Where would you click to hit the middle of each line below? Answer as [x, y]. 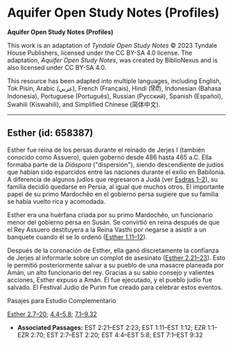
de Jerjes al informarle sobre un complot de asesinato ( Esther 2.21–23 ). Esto [116, 257]
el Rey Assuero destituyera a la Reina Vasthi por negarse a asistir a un [107, 230]
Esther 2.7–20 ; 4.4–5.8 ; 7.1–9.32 [52, 314]
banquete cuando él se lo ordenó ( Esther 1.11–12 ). [77, 236]
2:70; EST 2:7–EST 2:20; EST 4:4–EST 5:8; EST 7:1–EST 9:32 [116, 335]
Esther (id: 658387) [50, 133]
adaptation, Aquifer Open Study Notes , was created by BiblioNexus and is [113, 60]
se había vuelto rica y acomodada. [57, 201]
